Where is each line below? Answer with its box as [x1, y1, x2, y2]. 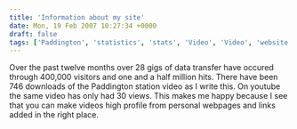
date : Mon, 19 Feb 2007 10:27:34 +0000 [9, 21, 157, 30]
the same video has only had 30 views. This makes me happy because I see [9, 91, 288, 101]
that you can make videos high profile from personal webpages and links [9, 100, 276, 111]
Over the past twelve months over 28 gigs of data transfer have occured [9, 62, 274, 73]
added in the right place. [9, 109, 100, 120]
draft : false [9, 29, 58, 38]
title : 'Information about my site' [9, 12, 145, 22]
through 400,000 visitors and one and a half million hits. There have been [9, 72, 278, 83]
